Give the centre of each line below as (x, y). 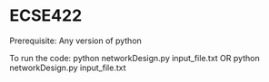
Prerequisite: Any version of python (76, 41)
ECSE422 (46, 16)
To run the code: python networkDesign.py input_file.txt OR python (135, 58)
